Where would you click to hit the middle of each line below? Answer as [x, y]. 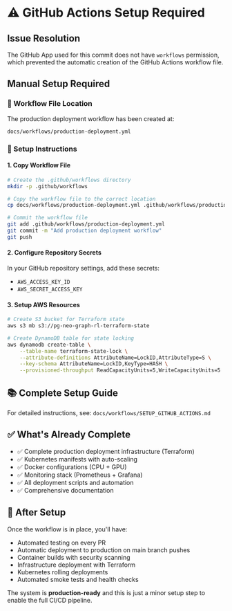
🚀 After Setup [37, 512]
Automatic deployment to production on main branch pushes [104, 550]
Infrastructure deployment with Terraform [76, 565]
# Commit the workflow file [48, 218]
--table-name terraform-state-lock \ [74, 351]
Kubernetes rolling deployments [62, 572]
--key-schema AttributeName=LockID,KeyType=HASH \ [94, 364]
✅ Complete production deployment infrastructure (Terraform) [106, 451]
